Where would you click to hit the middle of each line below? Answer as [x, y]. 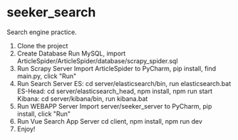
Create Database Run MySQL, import [71, 53]
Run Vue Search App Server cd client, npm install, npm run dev [109, 121]
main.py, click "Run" [47, 76]
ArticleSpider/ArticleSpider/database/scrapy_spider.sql [97, 60]
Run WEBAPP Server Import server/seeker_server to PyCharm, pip [114, 106]
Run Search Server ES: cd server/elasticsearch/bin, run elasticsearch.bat [124, 83]
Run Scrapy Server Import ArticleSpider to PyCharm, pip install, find [117, 68]
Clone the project [42, 45]
